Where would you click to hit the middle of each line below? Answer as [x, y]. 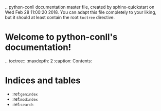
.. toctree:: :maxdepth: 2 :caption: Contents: [49, 61]
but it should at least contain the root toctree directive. [60, 17]
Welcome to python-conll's [61, 37]
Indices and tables [43, 81]
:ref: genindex [25, 94]
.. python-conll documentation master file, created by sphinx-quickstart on [80, 7]
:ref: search [23, 104]
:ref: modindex [25, 99]
